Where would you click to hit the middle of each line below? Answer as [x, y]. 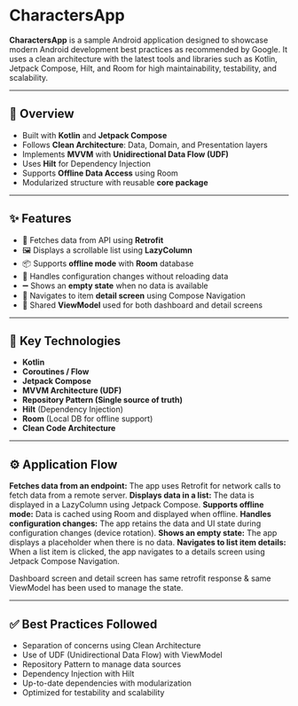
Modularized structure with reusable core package [115, 182]
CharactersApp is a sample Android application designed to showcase [139, 40]
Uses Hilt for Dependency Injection [86, 163]
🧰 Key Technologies [65, 341]
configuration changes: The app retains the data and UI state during [135, 523]
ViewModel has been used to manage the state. [96, 588]
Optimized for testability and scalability [93, 692]
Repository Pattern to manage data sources [102, 664]
